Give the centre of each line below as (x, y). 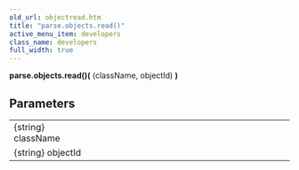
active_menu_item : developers (65, 34)
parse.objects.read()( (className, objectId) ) (94, 75)
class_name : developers (53, 42)
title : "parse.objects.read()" (67, 26)
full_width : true (41, 50)
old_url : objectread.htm (55, 17)
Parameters (42, 103)
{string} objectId (48, 152)
